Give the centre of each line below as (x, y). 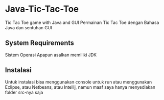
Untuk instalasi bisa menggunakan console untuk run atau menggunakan (79, 82)
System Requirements (40, 43)
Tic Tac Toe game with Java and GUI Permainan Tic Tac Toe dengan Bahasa (82, 22)
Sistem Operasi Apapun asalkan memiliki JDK (51, 55)
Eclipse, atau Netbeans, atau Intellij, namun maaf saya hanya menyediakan (80, 87)
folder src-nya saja (24, 92)
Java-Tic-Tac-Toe (42, 9)
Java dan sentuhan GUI (29, 27)
